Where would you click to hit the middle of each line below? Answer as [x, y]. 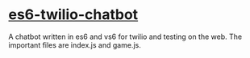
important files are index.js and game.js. [75, 44]
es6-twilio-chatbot [73, 15]
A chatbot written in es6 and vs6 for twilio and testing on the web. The [125, 37]
